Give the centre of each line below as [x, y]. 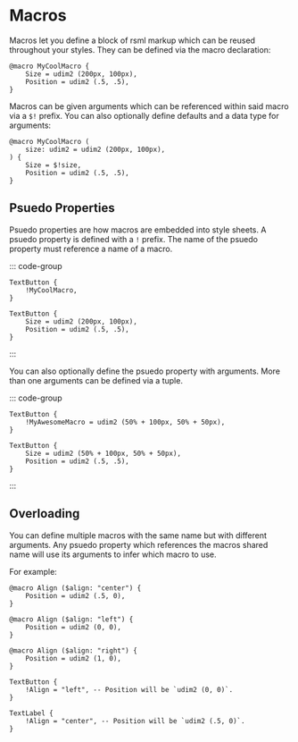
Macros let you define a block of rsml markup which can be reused [132, 40]
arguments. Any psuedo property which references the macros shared [139, 544]
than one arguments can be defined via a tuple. [96, 380]
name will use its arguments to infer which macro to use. [113, 554]
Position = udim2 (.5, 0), [75, 595]
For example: [33, 571]
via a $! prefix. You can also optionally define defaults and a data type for [144, 115]
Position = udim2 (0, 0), [74, 627]
